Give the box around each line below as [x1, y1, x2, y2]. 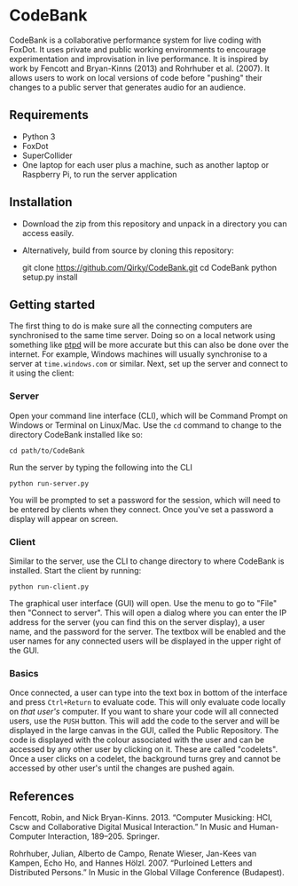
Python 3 [21, 131, 56, 142]
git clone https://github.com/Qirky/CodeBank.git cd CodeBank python [21, 262, 278, 273]
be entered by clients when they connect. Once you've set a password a [9, 503, 274, 515]
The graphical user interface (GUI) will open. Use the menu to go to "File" [9, 597, 278, 608]
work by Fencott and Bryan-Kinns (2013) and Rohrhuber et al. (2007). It [9, 63, 271, 74]
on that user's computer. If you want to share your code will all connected [9, 707, 279, 717]
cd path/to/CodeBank [9, 446, 86, 455]
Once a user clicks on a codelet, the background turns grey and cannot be [9, 754, 281, 764]
